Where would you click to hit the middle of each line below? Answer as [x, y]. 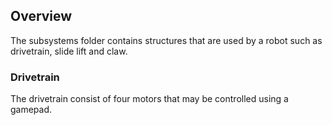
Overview [41, 16]
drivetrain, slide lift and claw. [69, 51]
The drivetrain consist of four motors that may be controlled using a [149, 99]
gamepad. [31, 110]
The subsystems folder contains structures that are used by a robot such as [166, 40]
